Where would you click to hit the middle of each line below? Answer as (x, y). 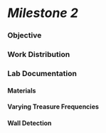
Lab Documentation (42, 73)
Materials (22, 90)
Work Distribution (39, 55)
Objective (25, 36)
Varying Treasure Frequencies (53, 107)
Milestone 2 (43, 13)
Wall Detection (30, 123)
